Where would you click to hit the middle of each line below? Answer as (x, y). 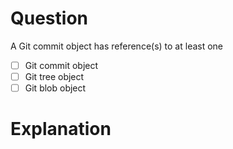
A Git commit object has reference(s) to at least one (117, 46)
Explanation (61, 129)
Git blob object (55, 88)
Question (49, 18)
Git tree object (54, 76)
